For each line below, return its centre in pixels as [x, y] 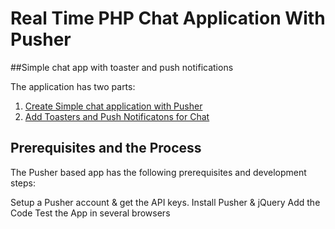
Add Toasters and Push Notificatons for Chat [117, 116]
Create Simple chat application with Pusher [113, 106]
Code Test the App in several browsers [90, 213]
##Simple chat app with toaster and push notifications [122, 67]
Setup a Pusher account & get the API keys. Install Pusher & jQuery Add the [165, 202]
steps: [23, 183]
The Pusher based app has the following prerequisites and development [158, 172]
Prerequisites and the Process [106, 148]
